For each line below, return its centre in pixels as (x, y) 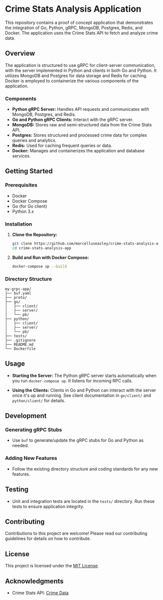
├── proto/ (16, 297)
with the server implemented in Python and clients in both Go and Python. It (81, 70)
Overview (20, 53)
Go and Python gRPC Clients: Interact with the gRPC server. (73, 120)
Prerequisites (21, 185)
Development (26, 416)
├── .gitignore (20, 340)
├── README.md (19, 344)
